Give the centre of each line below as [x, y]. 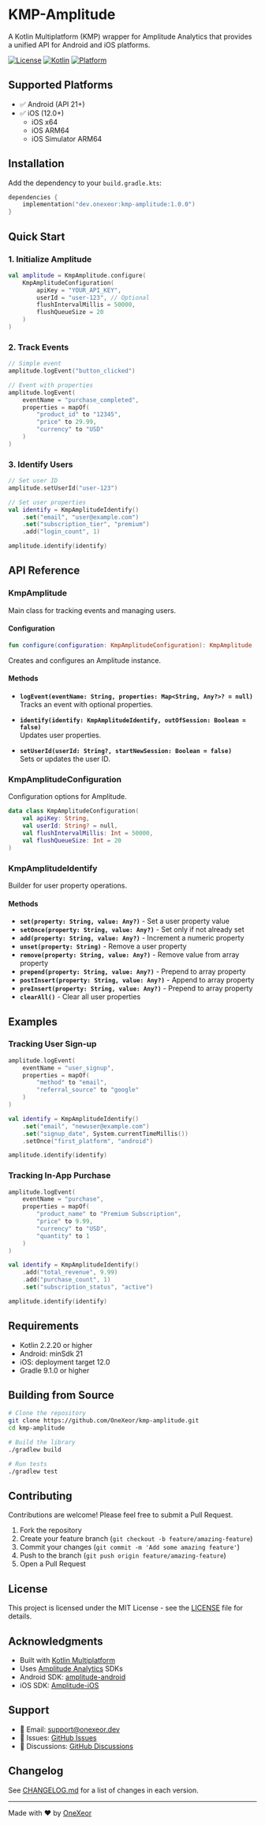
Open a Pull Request [53, 1564]
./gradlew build [35, 1449]
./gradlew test [33, 1471]
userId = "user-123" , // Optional [93, 297]
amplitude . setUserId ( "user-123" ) [63, 488]
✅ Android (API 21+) [52, 104]
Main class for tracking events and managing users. [92, 610]
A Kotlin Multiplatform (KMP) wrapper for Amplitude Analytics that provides [130, 36]
